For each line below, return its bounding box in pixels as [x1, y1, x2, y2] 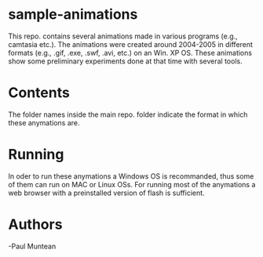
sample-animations [8, 5, 138, 24]
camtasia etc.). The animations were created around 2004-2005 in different [8, 39, 254, 49]
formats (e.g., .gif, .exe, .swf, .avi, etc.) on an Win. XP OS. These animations [8, 48, 253, 57]
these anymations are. [8, 118, 80, 127]
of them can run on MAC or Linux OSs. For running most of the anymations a [8, 179, 256, 189]
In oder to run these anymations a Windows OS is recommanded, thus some [8, 171, 254, 181]
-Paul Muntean [8, 241, 57, 251]
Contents [8, 84, 71, 102]
